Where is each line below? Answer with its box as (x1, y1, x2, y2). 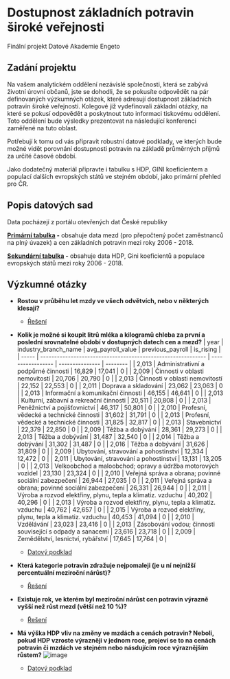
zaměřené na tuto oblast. (7, 123, 78, 132)
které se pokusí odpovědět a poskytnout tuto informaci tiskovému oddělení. (7, 109, 221, 117)
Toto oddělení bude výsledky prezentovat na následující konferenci (7, 117, 197, 125)
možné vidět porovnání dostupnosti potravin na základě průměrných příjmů (7, 144, 220, 152)
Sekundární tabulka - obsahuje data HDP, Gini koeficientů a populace (7, 252, 205, 260)
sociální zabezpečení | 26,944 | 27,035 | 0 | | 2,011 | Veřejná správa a (16, 477, 212, 485)
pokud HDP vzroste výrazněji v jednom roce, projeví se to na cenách (16, 636, 216, 645)
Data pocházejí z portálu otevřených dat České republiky (7, 217, 168, 226)
